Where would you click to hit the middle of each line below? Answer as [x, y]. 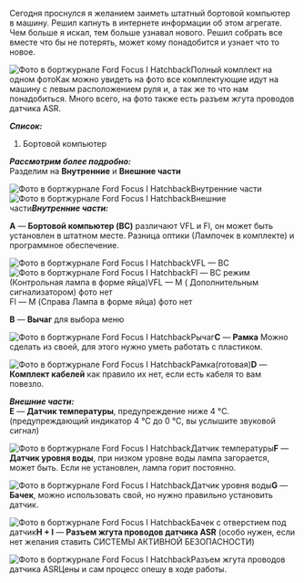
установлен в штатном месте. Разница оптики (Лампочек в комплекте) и [152, 235]
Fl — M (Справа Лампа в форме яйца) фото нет [101, 302]
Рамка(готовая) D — [229, 364]
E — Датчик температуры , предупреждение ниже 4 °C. [120, 411]
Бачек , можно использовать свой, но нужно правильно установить [141, 495]
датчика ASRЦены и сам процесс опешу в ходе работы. [118, 569]
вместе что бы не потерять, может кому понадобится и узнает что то [145, 42]
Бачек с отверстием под [238, 522]
